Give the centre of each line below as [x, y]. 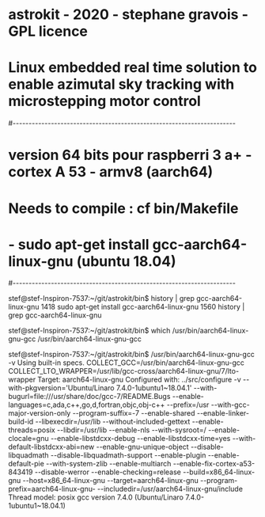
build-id [21, 422]
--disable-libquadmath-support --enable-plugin [128, 455]
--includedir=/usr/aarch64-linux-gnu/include [170, 489]
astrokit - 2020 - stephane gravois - [129, 15]
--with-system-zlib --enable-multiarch [109, 464]
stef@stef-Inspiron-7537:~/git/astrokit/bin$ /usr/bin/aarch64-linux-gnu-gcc [132, 355]
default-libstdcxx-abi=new [51, 447]
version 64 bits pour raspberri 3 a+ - [130, 155]
